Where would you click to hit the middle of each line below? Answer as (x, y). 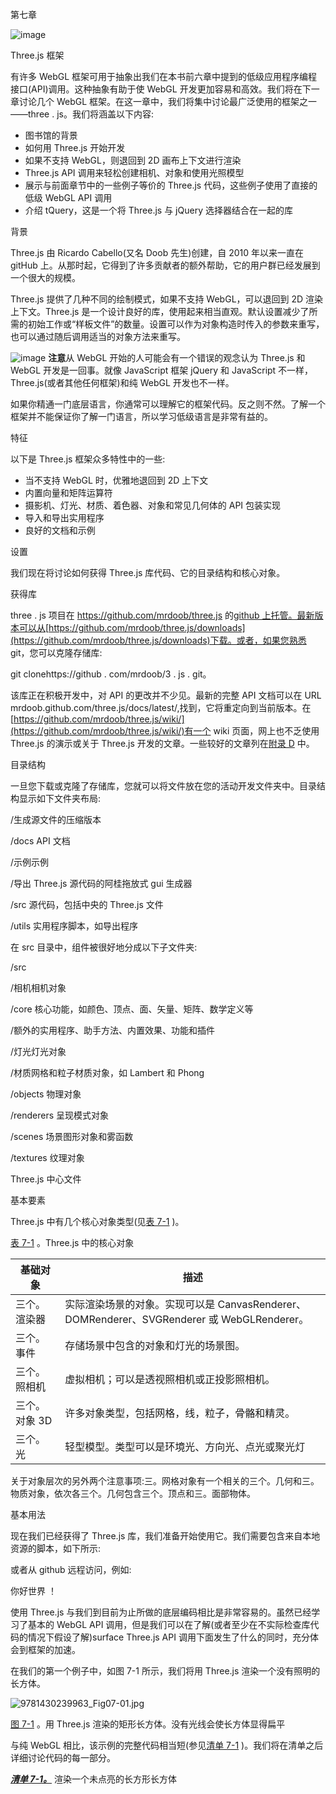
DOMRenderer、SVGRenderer (135, 1319)
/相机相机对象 (38, 987)
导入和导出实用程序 (64, 517)
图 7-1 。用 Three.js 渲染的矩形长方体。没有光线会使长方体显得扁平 (148, 1724)
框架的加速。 (54, 1649)
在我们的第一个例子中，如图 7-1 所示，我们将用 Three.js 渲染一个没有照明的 (165, 1671)
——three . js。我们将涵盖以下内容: (82, 114)
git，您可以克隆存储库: (56, 652)
